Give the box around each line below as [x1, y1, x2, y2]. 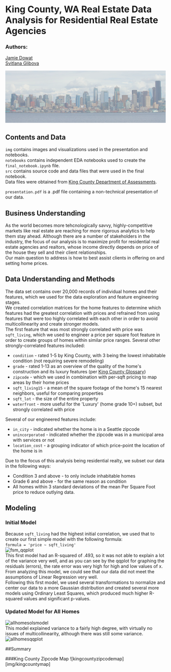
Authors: [5, 43, 28, 50]
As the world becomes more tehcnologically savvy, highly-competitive [5, 222, 153, 228]
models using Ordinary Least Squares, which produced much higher [5, 590, 149, 596]
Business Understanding [5, 209, 85, 217]
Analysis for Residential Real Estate [5, 14, 159, 26]
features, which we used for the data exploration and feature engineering [5, 294, 159, 300]
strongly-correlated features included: [5, 342, 85, 348]
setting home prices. [5, 260, 48, 267]
